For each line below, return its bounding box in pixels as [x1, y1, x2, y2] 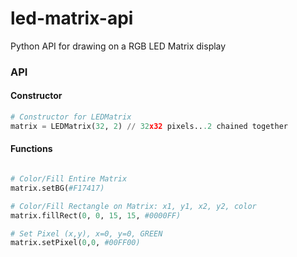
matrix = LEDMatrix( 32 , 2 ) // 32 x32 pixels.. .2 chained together [10, 121, 288, 131]
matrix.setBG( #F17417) [10, 183, 105, 193]
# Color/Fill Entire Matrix [10, 174, 128, 184]
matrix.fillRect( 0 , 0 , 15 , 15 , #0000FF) [10, 210, 182, 221]
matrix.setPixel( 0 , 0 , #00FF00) [10, 238, 141, 248]
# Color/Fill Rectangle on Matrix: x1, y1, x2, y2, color [10, 201, 257, 211]
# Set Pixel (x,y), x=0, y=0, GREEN [10, 228, 163, 239]
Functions [10, 143, 53, 155]
